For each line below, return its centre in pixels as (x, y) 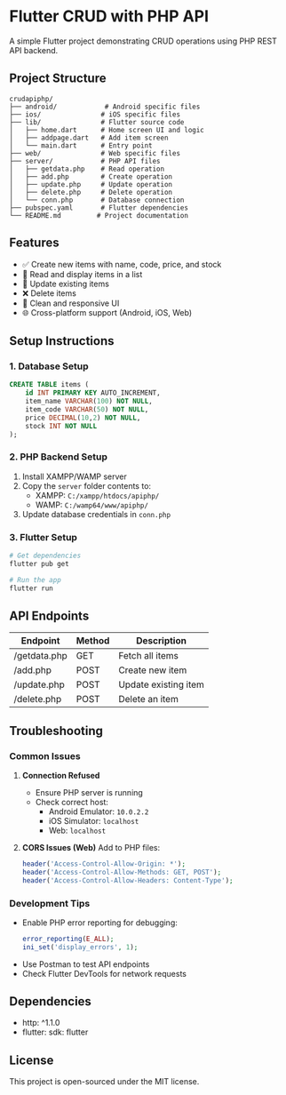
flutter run (31, 588)
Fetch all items (149, 656)
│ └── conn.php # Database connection (97, 200)
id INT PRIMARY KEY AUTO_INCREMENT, (93, 393)
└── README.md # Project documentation (99, 215)
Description (161, 641)
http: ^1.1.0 (41, 1023)
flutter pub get (39, 563)
